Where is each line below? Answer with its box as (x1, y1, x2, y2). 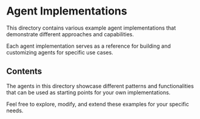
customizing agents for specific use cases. (6, 48, 113, 56)
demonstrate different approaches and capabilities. (6, 30, 135, 37)
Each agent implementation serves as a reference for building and (6, 42, 171, 50)
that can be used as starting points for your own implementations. (6, 89, 171, 96)
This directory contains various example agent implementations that (6, 24, 176, 31)
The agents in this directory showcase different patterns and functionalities (6, 82, 194, 89)
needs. (6, 107, 24, 114)
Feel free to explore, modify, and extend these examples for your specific (6, 100, 189, 108)
